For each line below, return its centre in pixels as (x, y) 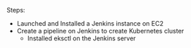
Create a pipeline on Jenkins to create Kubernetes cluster (100, 31)
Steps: (16, 10)
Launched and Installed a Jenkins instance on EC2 (90, 23)
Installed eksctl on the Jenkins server (81, 38)
